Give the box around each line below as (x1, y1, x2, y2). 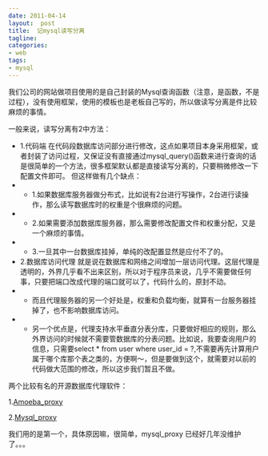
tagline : (8, 34, 38, 42)
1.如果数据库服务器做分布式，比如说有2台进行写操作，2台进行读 (31, 189, 242, 199)
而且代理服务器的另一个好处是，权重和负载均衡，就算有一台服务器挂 (31, 295, 257, 305)
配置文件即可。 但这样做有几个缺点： (19, 171, 142, 180)
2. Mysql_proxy (8, 412, 58, 422)
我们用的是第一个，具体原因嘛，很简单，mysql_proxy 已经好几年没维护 (8, 429, 242, 438)
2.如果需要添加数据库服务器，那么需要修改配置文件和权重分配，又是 (31, 218, 256, 228)
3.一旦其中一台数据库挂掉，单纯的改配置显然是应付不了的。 (31, 246, 228, 256)
